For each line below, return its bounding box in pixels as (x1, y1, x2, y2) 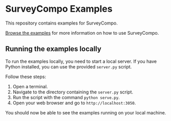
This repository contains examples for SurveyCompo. (5, 20, 118, 26)
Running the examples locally (5, 44, 101, 54)
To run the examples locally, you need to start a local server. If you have (5, 58, 157, 64)
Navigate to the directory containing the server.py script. (12, 89, 134, 95)
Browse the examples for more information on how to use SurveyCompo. (5, 30, 159, 36)
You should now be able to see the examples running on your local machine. (5, 109, 166, 115)
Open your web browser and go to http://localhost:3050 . (12, 100, 136, 106)
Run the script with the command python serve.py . (12, 94, 120, 100)
